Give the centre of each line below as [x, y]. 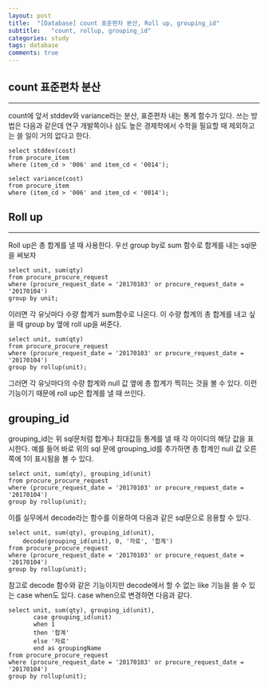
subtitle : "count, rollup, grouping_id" [80, 30]
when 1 [44, 625]
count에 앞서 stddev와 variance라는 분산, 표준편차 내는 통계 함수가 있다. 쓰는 [129, 115]
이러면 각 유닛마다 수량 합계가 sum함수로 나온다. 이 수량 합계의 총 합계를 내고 [128, 314]
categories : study [39, 38]
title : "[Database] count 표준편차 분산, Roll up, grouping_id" [114, 23]
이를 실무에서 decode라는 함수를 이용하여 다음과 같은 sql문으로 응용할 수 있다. [130, 518]
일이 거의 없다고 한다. [58, 135]
